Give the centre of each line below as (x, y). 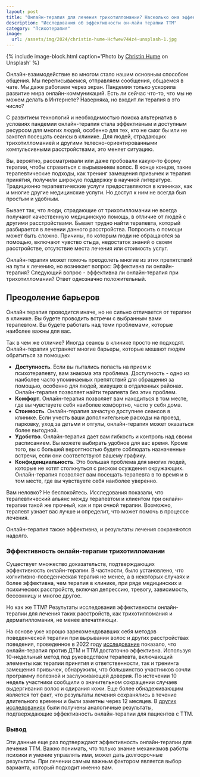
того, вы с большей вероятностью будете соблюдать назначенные (100, 449)
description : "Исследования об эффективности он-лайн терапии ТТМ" (92, 23)
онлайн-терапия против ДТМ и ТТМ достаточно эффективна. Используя (99, 651)
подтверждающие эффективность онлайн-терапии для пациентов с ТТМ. (100, 714)
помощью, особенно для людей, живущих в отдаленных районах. (99, 386)
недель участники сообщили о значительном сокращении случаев (92, 682)
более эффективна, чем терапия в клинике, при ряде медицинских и (94, 583)
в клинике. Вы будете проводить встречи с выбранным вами (84, 318)
